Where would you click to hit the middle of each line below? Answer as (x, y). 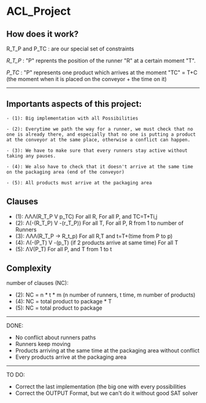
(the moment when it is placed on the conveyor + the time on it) (87, 79)
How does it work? (43, 34)
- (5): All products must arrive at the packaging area (79, 182)
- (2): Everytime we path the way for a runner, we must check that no (100, 129)
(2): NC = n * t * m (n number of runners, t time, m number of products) (105, 295)
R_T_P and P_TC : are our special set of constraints (70, 49)
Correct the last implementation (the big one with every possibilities (101, 387)
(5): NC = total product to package (59, 308)
